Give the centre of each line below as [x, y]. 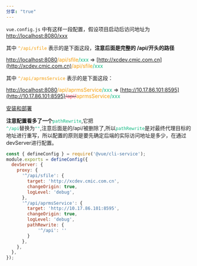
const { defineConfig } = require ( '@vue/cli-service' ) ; [76, 154]
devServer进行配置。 [31, 142]
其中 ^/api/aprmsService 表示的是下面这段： [60, 78]
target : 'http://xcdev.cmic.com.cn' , [73, 181]
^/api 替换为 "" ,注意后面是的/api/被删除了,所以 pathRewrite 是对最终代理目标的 [98, 128]
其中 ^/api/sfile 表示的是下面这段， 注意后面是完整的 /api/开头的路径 [90, 48]
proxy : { [27, 170]
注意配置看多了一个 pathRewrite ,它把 [50, 121]
